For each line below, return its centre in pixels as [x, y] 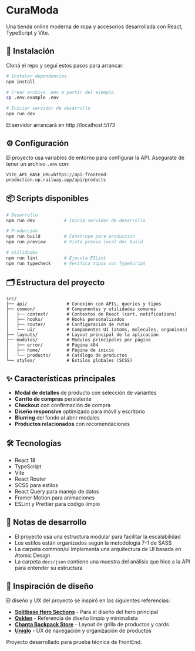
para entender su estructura [48, 568]
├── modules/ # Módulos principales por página [78, 340]
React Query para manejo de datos [57, 492]
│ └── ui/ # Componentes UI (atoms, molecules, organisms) [97, 330]
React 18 [25, 460]
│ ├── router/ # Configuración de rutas [68, 325]
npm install [21, 82]
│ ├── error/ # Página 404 [52, 345]
